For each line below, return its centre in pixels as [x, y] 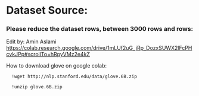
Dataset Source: [47, 10]
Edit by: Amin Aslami [31, 41]
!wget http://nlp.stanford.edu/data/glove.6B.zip [74, 77]
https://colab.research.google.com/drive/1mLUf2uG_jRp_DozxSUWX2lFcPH [99, 48]
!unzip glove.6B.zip [37, 87]
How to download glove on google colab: [57, 66]
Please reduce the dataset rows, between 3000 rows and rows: [100, 29]
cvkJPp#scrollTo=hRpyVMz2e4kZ [48, 55]
